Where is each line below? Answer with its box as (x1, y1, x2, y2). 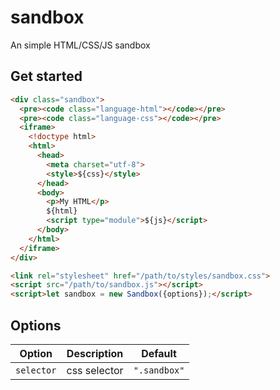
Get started (10, 68, 83, 85)
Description (66, 346, 124, 360)
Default (141, 346, 177, 360)
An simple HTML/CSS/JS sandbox (10, 39, 151, 51)
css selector (66, 363, 124, 377)
